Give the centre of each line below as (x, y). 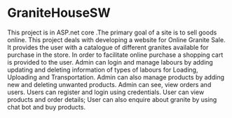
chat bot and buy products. (47, 107)
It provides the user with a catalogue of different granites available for (108, 47)
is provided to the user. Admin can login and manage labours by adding (110, 62)
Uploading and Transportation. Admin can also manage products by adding (116, 77)
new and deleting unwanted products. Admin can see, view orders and (109, 84)
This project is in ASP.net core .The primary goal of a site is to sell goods (112, 32)
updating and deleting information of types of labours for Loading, (103, 70)
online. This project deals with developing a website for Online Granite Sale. (116, 39)
